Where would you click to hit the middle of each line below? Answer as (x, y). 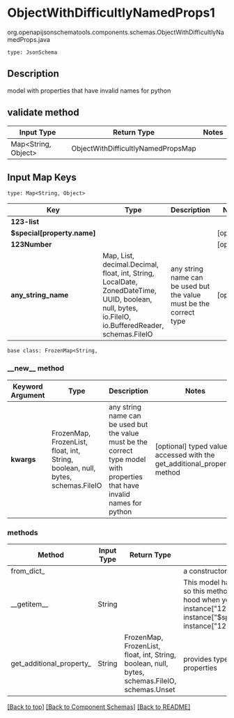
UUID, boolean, (127, 299)
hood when (202, 599)
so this (194, 591)
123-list (25, 222)
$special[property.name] (53, 233)
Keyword (28, 387)
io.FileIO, (117, 317)
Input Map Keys (42, 177)
